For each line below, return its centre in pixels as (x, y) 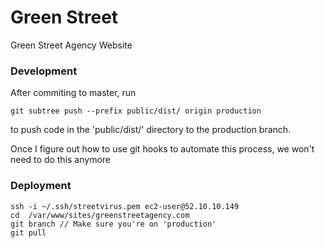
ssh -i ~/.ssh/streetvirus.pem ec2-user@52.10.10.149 (125, 206)
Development (44, 71)
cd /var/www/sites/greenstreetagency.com (100, 215)
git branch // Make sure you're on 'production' (113, 224)
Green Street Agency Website (71, 45)
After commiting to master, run (73, 93)
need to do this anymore (61, 160)
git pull (28, 232)
